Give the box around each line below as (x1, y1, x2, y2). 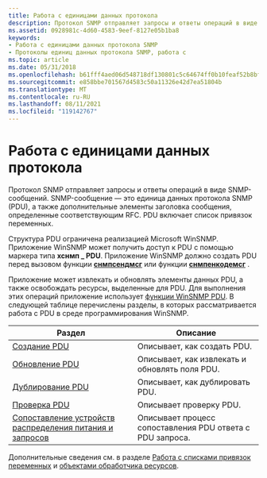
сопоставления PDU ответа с (137, 422, 250, 433)
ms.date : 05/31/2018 (8, 64, 77, 71)
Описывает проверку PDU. (137, 399, 242, 410)
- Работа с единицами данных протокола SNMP (8, 41, 158, 49)
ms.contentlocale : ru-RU (8, 93, 91, 101)
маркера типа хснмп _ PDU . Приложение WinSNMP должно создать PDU (8, 251, 257, 260)
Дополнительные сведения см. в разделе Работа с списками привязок (8, 452, 252, 461)
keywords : (8, 33, 41, 42)
